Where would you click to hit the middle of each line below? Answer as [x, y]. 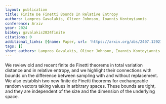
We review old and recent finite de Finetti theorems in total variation [74, 65]
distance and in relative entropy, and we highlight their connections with [78, 70]
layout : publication [26, 10]
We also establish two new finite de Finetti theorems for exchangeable [77, 81]
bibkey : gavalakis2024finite [35, 33]
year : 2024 [16, 28]
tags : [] [14, 46]
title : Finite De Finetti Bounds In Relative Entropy [62, 14]
